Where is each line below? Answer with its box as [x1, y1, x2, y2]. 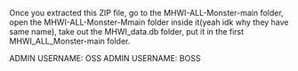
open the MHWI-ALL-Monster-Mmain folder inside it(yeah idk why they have [9, 17, 289, 28]
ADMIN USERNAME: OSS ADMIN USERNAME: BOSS [9, 53, 201, 63]
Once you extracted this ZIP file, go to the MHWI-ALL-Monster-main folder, [9, 8, 284, 18]
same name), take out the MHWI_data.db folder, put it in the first [9, 27, 245, 36]
